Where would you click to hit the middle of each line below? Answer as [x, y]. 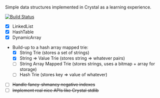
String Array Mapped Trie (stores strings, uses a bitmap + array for [87, 64]
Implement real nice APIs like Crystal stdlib [55, 90]
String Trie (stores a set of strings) [54, 53]
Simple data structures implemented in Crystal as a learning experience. [78, 7]
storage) [28, 69]
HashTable [23, 32]
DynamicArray [27, 38]
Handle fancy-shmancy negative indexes [54, 85]
